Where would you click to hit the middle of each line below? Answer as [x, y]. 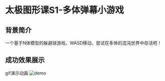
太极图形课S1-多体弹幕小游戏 [64, 10]
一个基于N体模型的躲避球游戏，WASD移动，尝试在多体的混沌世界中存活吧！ [83, 43]
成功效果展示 [25, 60]
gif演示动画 [17, 73]
